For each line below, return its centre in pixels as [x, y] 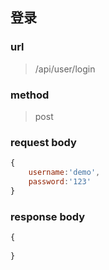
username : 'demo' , [64, 173]
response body [48, 216]
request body [43, 142]
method [30, 95]
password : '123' [60, 182]
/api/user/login [65, 69]
